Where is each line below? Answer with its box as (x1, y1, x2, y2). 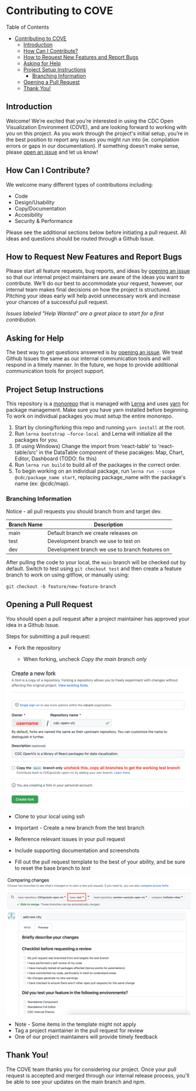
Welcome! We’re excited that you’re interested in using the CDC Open (6, 117, 174, 124)
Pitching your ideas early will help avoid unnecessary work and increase (6, 292, 180, 300)
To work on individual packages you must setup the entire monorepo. (6, 412, 174, 419)
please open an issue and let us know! (6, 148, 98, 155)
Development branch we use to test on (47, 538, 140, 545)
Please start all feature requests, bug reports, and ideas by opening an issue (6, 267, 190, 275)
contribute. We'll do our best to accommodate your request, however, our (6, 280, 183, 287)
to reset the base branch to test (14, 864, 91, 872)
